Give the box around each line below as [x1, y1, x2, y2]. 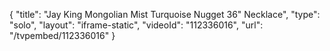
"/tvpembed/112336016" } [9, 30, 116, 41]
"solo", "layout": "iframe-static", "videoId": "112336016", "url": [9, 19, 264, 31]
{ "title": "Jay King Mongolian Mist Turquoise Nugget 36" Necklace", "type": [9, 9, 321, 20]
